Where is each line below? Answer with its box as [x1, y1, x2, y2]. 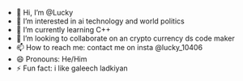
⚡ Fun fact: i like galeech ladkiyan [15, 63, 128, 73]
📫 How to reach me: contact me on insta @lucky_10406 [15, 43, 203, 52]
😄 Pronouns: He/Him [15, 54, 87, 64]
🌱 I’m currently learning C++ [15, 25, 111, 34]
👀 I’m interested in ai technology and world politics [15, 16, 185, 26]
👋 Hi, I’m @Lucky [15, 8, 74, 17]
